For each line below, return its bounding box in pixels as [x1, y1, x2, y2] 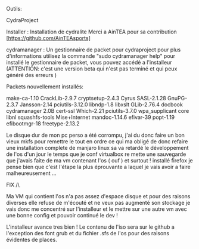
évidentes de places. [6, 236, 58, 243]
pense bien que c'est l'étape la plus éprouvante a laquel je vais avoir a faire [6, 164, 191, 170]
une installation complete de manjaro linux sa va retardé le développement [6, 145, 189, 151]
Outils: [6, 5, 22, 12]
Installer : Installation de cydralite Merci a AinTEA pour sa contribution [6, 28, 177, 35]
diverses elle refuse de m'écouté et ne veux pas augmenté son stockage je [6, 199, 191, 206]
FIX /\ [6, 182, 20, 188]
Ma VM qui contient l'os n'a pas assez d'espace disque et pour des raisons [6, 193, 191, 199]
